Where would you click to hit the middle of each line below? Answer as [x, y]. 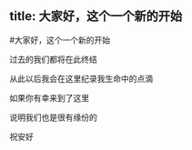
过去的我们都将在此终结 [53, 59]
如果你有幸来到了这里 [49, 97]
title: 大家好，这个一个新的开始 [96, 16]
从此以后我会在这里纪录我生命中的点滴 [81, 78]
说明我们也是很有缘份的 [53, 117]
